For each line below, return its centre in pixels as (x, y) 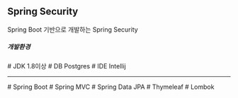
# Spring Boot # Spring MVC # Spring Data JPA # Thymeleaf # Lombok (111, 87)
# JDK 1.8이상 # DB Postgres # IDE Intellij (67, 66)
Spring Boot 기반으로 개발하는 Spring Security (73, 29)
